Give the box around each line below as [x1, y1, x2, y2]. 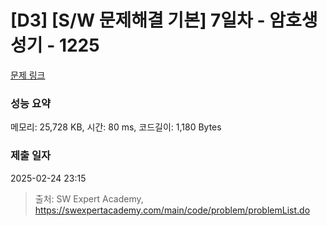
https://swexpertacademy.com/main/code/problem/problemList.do [34, 204, 311, 216]
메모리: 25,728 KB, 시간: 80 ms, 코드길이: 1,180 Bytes [10, 121, 222, 133]
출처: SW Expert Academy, [34, 192, 144, 205]
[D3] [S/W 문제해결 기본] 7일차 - [10, 9, 266, 32]
